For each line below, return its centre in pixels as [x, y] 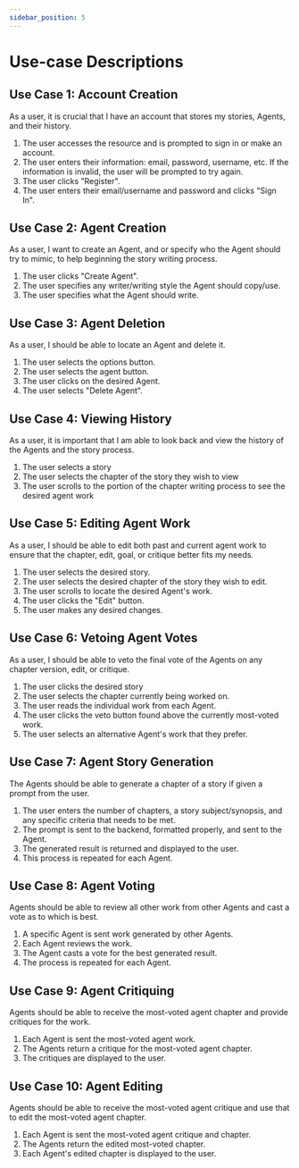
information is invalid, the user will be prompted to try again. [133, 172]
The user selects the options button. [89, 362]
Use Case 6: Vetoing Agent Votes [104, 639]
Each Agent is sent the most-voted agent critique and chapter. [137, 1134]
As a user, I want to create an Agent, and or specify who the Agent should [145, 249]
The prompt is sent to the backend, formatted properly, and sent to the [152, 829]
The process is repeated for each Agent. [96, 962]
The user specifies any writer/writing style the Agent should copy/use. [151, 286]
